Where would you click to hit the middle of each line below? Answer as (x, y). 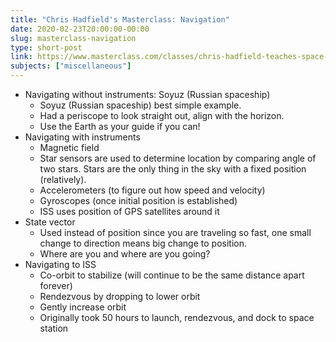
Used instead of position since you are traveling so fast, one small (175, 232)
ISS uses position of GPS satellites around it (129, 211)
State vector (50, 222)
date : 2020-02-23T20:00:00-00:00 (80, 29)
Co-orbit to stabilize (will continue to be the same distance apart (172, 275)
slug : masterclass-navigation (73, 38)
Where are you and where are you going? (125, 254)
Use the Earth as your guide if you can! (120, 126)
